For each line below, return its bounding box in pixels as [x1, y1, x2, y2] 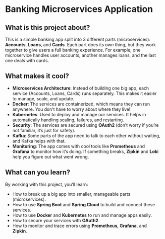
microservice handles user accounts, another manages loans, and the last [5, 52, 156, 58]
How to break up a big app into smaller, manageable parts [12, 191, 131, 197]
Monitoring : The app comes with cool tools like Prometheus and [12, 143, 145, 149]
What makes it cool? [5, 72, 69, 80]
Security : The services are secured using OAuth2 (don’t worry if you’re [12, 122, 159, 128]
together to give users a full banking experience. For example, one [5, 47, 141, 53]
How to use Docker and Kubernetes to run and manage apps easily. [12, 212, 152, 218]
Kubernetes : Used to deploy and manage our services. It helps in [12, 111, 146, 117]
